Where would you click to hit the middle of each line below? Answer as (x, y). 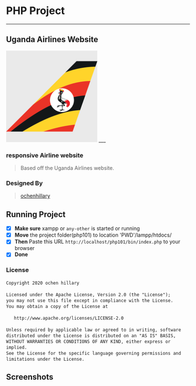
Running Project (36, 214)
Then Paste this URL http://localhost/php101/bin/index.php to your (97, 242)
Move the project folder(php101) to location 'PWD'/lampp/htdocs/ (93, 235)
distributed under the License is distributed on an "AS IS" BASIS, (91, 336)
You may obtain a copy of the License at (57, 306)
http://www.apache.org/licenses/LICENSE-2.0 (69, 318)
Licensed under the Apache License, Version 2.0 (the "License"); (88, 295)
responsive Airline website (45, 155)
